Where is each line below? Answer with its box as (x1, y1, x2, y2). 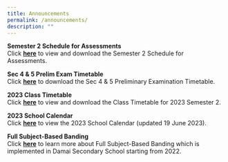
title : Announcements (7, 10, 70, 17)
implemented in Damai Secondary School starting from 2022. (7, 147, 182, 156)
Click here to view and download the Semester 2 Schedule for (7, 49, 184, 57)
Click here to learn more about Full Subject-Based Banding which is (7, 140, 200, 148)
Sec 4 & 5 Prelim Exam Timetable (7, 70, 104, 78)
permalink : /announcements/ (7, 17, 88, 24)
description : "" (7, 23, 54, 30)
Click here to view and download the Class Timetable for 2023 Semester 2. (7, 98, 221, 107)
